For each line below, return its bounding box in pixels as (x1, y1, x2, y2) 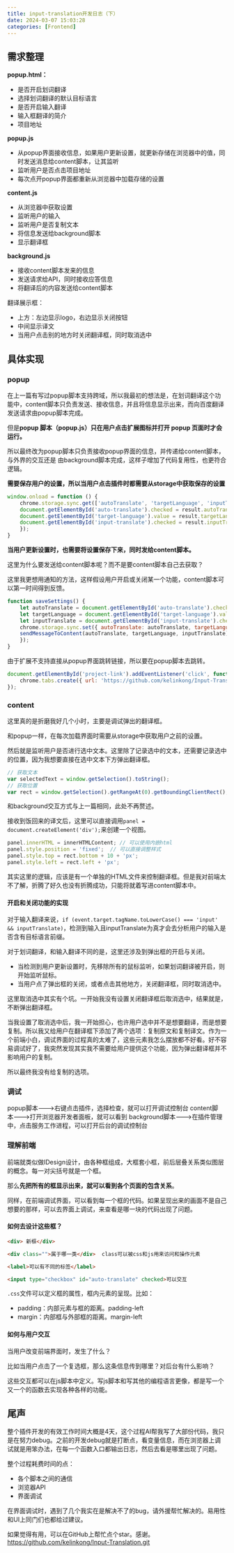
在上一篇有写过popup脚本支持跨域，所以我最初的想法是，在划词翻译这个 (7, 391, 215, 400)
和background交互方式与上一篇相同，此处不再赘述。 (7, 802, 158, 810)
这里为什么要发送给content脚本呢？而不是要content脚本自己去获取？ (7, 561, 204, 568)
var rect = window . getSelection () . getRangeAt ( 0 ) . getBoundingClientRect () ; (7, 789, 229, 796)
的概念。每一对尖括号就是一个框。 (7, 1166, 105, 1175)
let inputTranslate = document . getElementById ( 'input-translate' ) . (19, 617, 219, 624)
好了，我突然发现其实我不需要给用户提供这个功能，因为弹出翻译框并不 (25, 1044, 227, 1053)
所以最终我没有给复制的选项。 (7, 1068, 93, 1076)
